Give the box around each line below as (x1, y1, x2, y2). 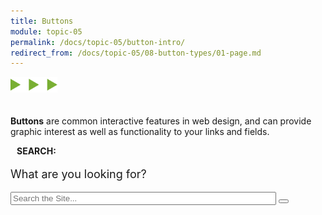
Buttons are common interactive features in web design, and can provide (10, 115, 312, 127)
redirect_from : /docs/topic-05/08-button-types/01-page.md (10, 48, 262, 58)
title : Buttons (10, 16, 74, 26)
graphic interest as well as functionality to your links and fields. (10, 126, 270, 138)
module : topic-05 (10, 26, 83, 37)
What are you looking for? (10, 167, 147, 182)
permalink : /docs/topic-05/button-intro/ (10, 37, 186, 47)
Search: (16, 145, 57, 157)
